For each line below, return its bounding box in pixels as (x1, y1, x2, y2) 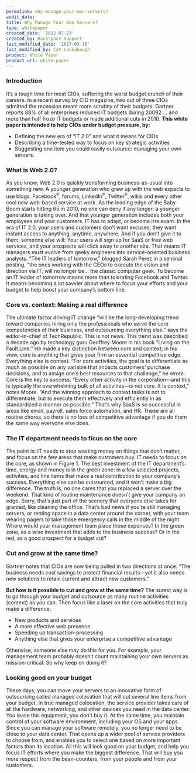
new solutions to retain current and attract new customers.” (6, 575, 149, 582)
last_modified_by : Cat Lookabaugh (6, 47, 91, 53)
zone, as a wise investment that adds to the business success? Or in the (6, 528, 180, 536)
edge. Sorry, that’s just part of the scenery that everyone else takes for (6, 497, 177, 504)
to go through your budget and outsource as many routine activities (6, 593, 169, 600)
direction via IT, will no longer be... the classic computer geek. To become (6, 267, 184, 274)
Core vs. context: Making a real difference (6, 300, 128, 309)
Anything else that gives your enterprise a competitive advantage (14, 635, 173, 642)
